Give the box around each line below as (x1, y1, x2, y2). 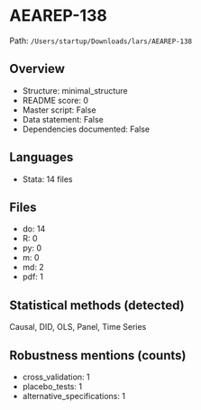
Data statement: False (22, 114, 104, 124)
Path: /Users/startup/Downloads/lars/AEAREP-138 (9, 35, 192, 46)
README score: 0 (22, 95, 88, 105)
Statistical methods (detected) (9, 297, 185, 313)
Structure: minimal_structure (22, 85, 128, 96)
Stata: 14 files (22, 173, 73, 185)
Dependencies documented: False (22, 123, 151, 134)
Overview (9, 61, 66, 77)
